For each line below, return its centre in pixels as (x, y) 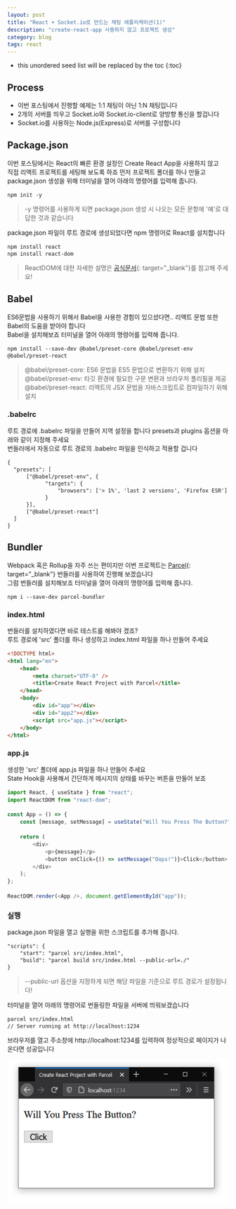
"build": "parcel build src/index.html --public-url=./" (105, 961)
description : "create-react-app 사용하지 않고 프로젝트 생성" (91, 30)
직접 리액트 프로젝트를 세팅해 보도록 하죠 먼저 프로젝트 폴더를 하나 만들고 (106, 172)
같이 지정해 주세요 (45, 439)
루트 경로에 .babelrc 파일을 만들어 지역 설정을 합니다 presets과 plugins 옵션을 (114, 431)
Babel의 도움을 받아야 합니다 (46, 325)
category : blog (29, 37)
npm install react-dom (40, 254)
